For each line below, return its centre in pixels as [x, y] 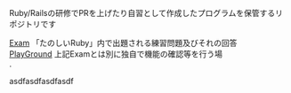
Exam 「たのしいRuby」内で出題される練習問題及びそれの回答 [123, 43]
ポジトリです [32, 24]
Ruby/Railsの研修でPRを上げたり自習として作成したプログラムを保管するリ [146, 13]
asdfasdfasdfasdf [41, 81]
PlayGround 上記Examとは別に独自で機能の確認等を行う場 [116, 54]
